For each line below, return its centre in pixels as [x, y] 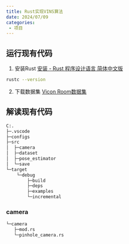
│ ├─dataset [22, 153]
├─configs [18, 137]
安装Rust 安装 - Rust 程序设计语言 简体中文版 [69, 69]
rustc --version [26, 80]
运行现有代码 [29, 53]
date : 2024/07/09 [27, 17]
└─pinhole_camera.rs [39, 235]
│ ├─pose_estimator [31, 159]
